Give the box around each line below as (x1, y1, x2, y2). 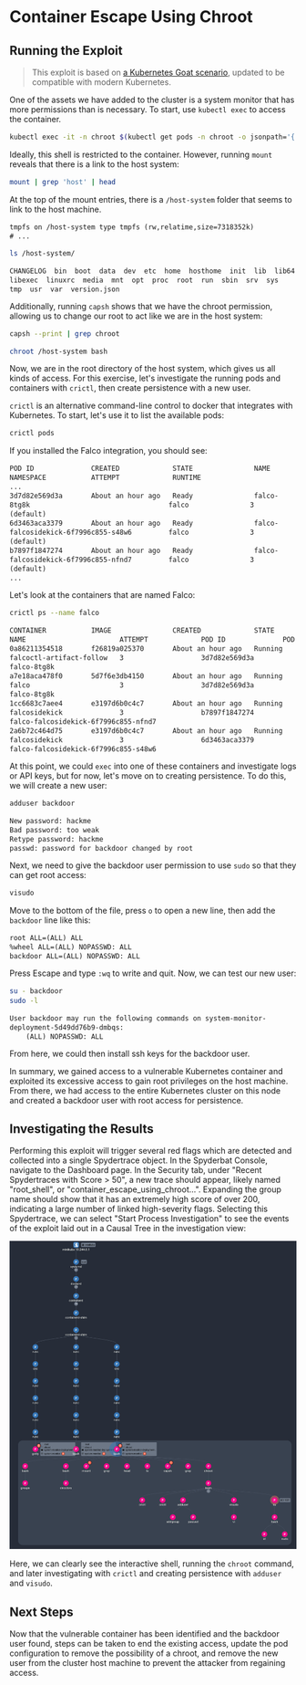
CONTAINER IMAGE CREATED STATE (9, 626, 275, 635)
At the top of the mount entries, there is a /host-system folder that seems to (9, 194, 293, 204)
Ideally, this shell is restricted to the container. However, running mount (9, 149, 273, 160)
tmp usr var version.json (9, 285, 120, 294)
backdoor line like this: (9, 915, 91, 926)
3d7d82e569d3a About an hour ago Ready (9, 491, 194, 501)
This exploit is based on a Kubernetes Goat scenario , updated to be (31, 67, 285, 78)
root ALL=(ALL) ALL (9, 933, 84, 942)
